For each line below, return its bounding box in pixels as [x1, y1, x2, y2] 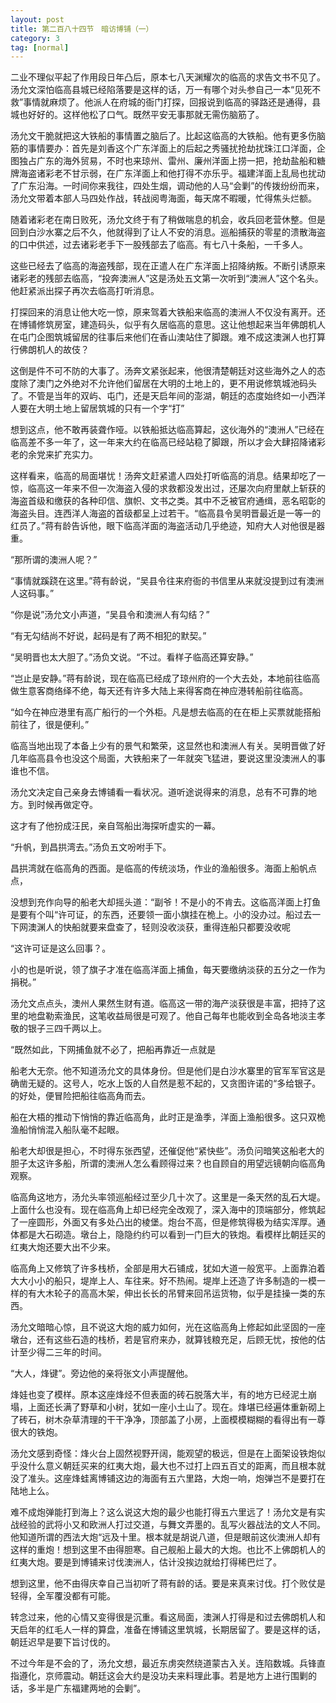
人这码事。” [10, 587, 55, 600]
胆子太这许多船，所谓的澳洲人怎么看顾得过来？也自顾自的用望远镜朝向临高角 [10, 1157, 326, 1170]
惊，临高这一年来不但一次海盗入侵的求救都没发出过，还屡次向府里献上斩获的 [10, 482, 326, 495]
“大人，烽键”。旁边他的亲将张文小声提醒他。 [10, 1367, 194, 1380]
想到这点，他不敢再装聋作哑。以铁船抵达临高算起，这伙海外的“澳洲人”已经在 [10, 424, 325, 436]
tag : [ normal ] [10, 42, 70, 53]
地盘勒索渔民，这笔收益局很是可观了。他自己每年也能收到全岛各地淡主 [27, 1010, 317, 1022]
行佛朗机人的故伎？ [10, 344, 90, 356]
